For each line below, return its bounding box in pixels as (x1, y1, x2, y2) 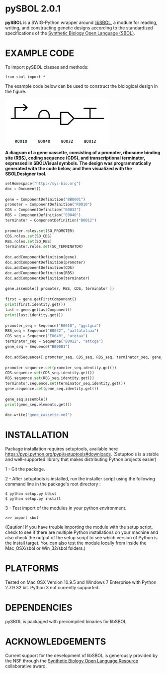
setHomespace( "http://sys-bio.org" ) (5, 181, 81, 186)
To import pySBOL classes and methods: (5, 64, 88, 70)
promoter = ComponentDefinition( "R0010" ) (5, 202, 92, 207)
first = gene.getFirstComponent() (5, 297, 77, 302)
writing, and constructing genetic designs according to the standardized (5, 24, 153, 30)
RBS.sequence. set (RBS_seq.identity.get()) (5, 376, 94, 381)
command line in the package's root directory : (5, 481, 101, 487)
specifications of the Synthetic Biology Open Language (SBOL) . (5, 30, 135, 36)
